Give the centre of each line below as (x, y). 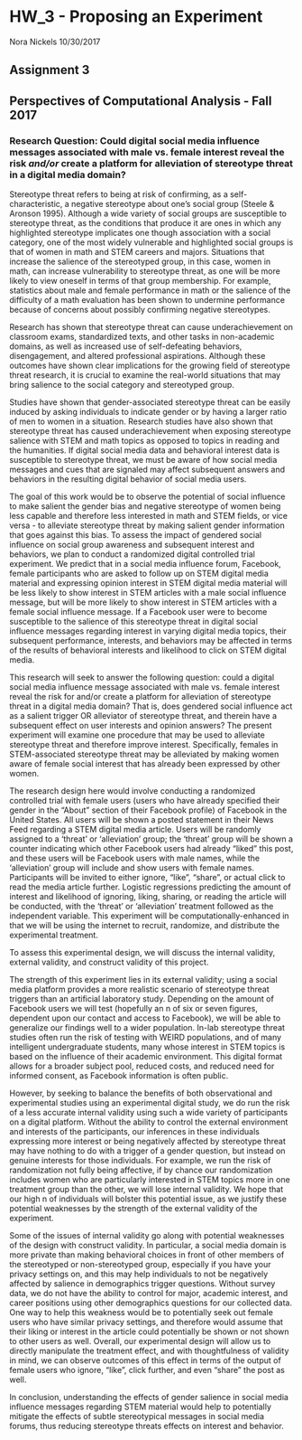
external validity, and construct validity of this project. (109, 962)
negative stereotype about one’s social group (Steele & (173, 204)
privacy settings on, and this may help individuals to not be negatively (139, 1274)
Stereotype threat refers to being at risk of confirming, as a (119, 194)
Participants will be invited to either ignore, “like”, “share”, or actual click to (147, 878)
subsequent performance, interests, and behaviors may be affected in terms (151, 641)
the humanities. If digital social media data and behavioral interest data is (145, 450)
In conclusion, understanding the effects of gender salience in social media (149, 1398)
